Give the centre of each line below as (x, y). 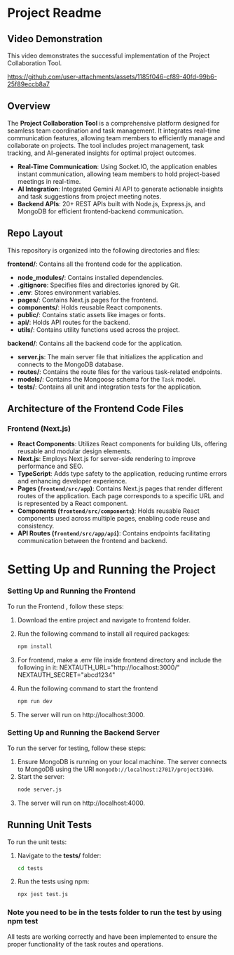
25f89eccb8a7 (29, 84)
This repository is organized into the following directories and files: (104, 250)
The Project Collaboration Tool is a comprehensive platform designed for (113, 123)
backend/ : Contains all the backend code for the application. (95, 343)
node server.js (40, 789)
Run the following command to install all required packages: (104, 634)
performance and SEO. (50, 466)
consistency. (36, 526)
